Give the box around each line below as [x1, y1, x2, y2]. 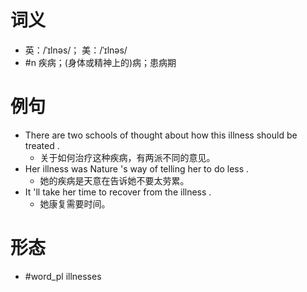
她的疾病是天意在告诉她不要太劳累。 [39, 174, 190, 186]
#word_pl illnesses [24, 270, 102, 282]
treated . [24, 139, 60, 151]
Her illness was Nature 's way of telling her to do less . [24, 162, 250, 175]
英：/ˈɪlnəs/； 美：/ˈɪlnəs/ [24, 44, 128, 56]
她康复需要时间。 [39, 197, 111, 210]
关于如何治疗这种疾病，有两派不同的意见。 [39, 151, 216, 163]
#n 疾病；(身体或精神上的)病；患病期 [24, 56, 177, 68]
